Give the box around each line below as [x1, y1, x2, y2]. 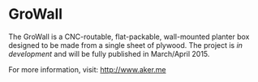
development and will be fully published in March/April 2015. [8, 49, 210, 58]
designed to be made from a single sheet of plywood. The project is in [8, 40, 243, 50]
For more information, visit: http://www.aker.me [8, 64, 166, 74]
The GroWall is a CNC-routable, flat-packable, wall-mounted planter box [8, 32, 250, 41]
